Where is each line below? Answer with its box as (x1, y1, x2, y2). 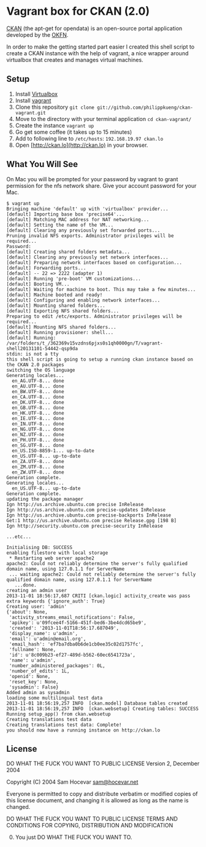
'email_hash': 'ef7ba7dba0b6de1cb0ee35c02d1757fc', (9, 641, 144, 647)
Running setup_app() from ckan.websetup (6, 711, 112, 717)
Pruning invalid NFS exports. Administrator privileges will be (6, 232, 174, 239)
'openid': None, (9, 673, 51, 679)
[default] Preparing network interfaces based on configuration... (6, 259, 183, 265)
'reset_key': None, (9, 679, 59, 685)
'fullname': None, (9, 646, 56, 652)
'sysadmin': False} (9, 684, 59, 690)
